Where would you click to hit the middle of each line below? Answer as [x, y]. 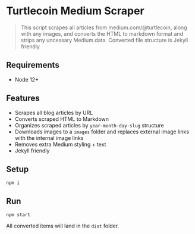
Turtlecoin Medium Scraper [75, 11]
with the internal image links [49, 138]
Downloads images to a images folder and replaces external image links [102, 132]
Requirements [33, 65]
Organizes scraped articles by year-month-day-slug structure [89, 125]
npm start [18, 215]
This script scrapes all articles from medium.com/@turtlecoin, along [104, 27]
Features [23, 99]
